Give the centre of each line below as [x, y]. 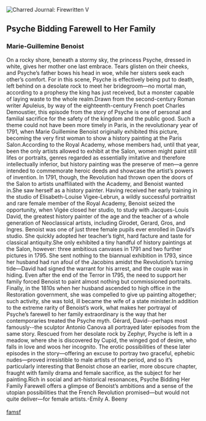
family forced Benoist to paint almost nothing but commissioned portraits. [99, 281]
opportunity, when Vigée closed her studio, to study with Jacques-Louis [97, 210]
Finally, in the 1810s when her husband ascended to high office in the [93, 288]
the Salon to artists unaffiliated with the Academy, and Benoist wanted [95, 183]
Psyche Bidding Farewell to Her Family [81, 29]
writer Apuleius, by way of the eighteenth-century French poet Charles [96, 105]
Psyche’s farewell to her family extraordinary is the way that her [86, 314]
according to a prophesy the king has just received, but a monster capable [100, 92]
